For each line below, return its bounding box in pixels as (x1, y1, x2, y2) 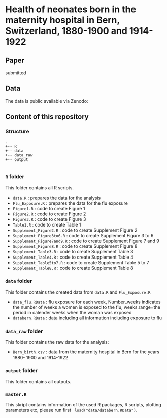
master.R (5, 391, 27, 397)
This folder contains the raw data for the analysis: (5, 339, 109, 345)
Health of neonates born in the (5, 4, 136, 15)
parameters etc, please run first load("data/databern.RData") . (5, 407, 138, 413)
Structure (5, 128, 29, 135)
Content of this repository (5, 113, 89, 121)
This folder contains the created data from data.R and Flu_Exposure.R (5, 289, 151, 295)
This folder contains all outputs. (5, 378, 72, 384)
